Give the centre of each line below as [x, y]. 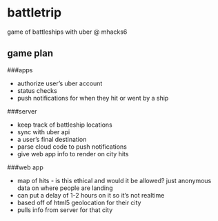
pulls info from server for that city [65, 210]
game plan [30, 53]
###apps [20, 70]
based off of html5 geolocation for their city [79, 202]
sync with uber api [43, 131]
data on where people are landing [65, 188]
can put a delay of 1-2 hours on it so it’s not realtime [91, 195]
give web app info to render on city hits [73, 154]
